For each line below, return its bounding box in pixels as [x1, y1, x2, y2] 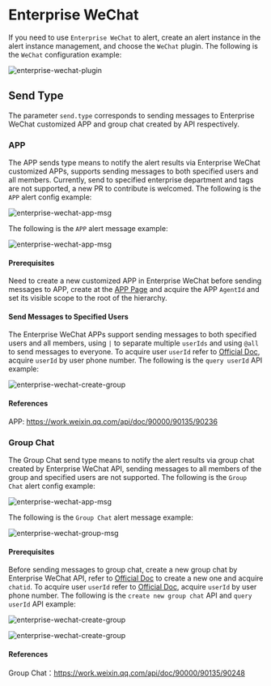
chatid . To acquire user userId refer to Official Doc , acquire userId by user [8, 582, 257, 592]
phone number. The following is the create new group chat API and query [8, 590, 252, 601]
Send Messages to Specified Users [8, 311, 129, 321]
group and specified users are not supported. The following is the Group [8, 472, 248, 482]
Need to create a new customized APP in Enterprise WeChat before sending [8, 276, 262, 285]
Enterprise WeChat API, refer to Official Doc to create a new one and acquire [8, 573, 264, 583]
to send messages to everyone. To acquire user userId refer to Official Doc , [8, 347, 260, 357]
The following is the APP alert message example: [8, 224, 168, 234]
